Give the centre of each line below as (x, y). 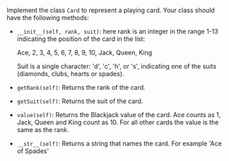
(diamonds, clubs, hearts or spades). (70, 74)
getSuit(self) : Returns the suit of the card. (80, 101)
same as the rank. (43, 130)
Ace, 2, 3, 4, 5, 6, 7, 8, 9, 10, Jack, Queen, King (84, 53)
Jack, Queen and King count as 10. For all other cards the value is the (118, 122)
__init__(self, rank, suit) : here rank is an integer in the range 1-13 (117, 31)
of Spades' (33, 151)
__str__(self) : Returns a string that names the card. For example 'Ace (119, 143)
